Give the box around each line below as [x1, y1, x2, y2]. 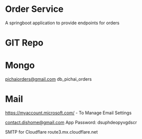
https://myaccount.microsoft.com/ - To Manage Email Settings [5, 110, 132, 116]
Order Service [5, 3, 64, 15]
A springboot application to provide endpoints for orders [5, 20, 120, 26]
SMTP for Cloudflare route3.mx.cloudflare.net [5, 129, 98, 135]
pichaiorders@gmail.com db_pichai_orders [5, 76, 92, 82]
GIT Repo [5, 37, 43, 48]
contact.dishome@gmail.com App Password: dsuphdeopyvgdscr [5, 120, 137, 125]
